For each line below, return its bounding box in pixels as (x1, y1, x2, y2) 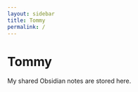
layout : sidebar (7, 10, 55, 18)
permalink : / (7, 23, 46, 30)
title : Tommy (7, 17, 46, 24)
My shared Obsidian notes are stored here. (7, 77, 132, 85)
